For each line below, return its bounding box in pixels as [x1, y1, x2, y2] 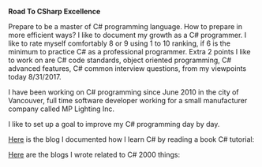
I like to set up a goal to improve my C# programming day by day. [8, 120, 220, 128]
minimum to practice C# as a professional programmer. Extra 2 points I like [8, 47, 251, 56]
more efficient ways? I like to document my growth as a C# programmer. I [8, 31, 247, 39]
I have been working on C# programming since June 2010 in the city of [8, 87, 239, 97]
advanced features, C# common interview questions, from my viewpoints [8, 64, 247, 73]
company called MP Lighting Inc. [8, 104, 115, 113]
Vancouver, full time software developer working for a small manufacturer [8, 96, 248, 105]
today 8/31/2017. [8, 72, 62, 81]
